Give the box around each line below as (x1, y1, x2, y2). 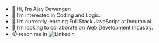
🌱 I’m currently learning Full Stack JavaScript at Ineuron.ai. (11, 18, 153, 24)
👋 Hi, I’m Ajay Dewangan (11, 6, 71, 12)
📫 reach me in (11, 31, 48, 37)
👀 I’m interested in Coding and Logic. (11, 12, 101, 19)
